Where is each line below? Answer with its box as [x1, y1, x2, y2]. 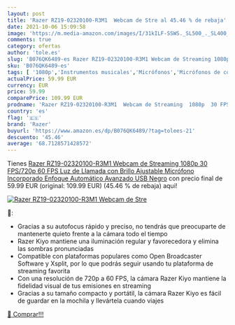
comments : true [7, 36, 52, 43]
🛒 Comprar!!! [7, 310, 44, 319]
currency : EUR [7, 82, 49, 89]
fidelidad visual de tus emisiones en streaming [17, 282, 152, 290]
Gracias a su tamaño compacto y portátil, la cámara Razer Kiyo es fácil [17, 289, 222, 298]
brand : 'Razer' [7, 120, 52, 128]
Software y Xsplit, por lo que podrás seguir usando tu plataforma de [17, 259, 213, 268]
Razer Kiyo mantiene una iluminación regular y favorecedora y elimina [17, 237, 219, 245]
